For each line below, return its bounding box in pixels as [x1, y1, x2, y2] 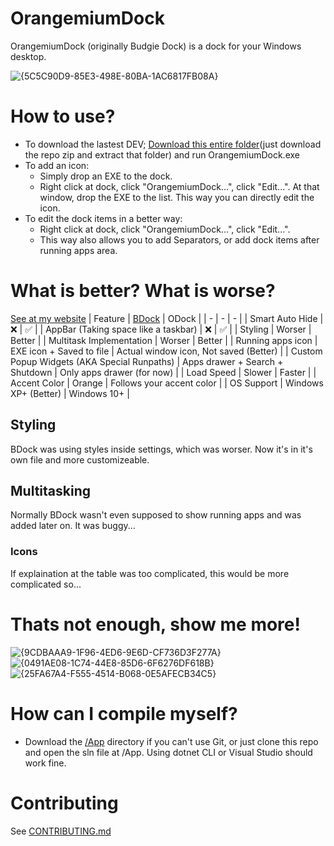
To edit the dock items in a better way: [24, 212, 183, 224]
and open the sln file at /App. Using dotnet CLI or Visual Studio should [24, 746, 313, 758]
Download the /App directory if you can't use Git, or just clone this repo [24, 735, 319, 747]
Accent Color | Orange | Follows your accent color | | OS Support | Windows [10, 377, 324, 389]
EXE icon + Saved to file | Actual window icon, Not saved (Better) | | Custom [10, 345, 323, 357]
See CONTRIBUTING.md [10, 825, 112, 837]
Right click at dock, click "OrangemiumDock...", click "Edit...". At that [39, 180, 320, 192]
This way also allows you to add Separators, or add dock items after [39, 233, 320, 246]
